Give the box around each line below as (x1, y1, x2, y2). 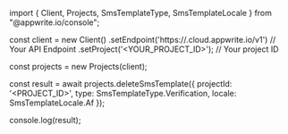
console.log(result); (9, 115, 81, 125)
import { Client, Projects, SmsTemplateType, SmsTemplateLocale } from (9, 8, 273, 18)
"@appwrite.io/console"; (9, 17, 100, 28)
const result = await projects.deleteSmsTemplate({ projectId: (9, 79, 233, 88)
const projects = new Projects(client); (9, 62, 148, 71)
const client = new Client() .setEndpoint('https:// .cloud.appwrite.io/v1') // (9, 35, 276, 45)
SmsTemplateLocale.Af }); (9, 97, 106, 108)
